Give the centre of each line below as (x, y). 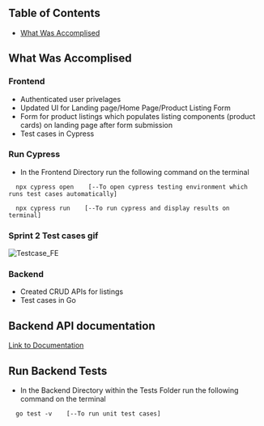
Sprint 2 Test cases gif (53, 236)
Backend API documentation (82, 326)
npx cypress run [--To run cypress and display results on (123, 208)
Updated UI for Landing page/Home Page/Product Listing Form (125, 108)
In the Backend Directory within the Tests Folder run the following (129, 390)
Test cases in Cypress (57, 134)
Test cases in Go (48, 300)
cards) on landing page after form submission (96, 125)
